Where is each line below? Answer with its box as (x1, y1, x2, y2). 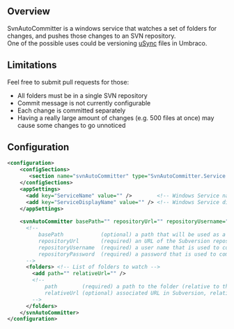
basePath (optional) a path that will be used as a (38, 231, 226, 238)
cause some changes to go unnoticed (17, 121, 126, 129)
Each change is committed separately (17, 106, 126, 115)
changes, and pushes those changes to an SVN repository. (7, 31, 176, 40)
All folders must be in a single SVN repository (17, 91, 148, 100)
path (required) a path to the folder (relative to (44, 283, 219, 291)
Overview (7, 6, 51, 17)
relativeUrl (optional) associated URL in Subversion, (44, 289, 208, 296)
